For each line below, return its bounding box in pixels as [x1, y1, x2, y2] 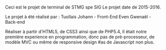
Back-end [5, 19, 25, 25]
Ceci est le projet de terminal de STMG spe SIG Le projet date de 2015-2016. [5, 4, 161, 10]
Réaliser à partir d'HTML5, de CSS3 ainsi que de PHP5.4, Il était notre [5, 29, 147, 34]
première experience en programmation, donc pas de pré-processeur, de [5, 34, 155, 40]
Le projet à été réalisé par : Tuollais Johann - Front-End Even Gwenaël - [5, 14, 151, 19]
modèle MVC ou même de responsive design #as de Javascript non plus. [5, 39, 155, 45]
